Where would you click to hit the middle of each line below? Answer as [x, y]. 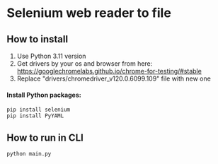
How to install [38, 39]
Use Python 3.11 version [51, 56]
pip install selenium [39, 110]
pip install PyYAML [35, 116]
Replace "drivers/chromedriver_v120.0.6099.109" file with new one [114, 78]
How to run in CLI [45, 137]
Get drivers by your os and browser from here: [85, 64]
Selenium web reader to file [89, 13]
